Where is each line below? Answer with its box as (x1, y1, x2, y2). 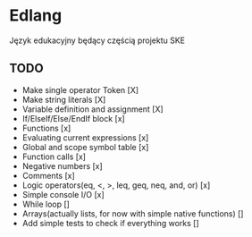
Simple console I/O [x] (21, 189, 105, 199)
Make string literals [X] (21, 94, 106, 105)
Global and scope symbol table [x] (21, 141, 149, 152)
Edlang (9, 5, 63, 26)
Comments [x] (21, 170, 76, 181)
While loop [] (21, 199, 70, 209)
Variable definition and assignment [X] (21, 104, 164, 114)
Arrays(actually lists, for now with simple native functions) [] (21, 207, 244, 219)
